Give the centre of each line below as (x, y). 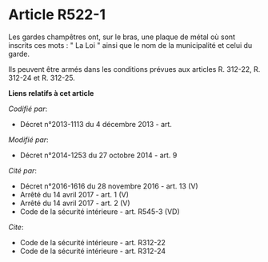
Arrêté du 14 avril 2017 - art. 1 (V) (74, 194)
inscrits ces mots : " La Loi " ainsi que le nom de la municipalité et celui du (130, 45)
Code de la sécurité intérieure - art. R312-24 (93, 251)
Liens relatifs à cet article (51, 93)
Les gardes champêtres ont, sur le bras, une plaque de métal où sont (122, 37)
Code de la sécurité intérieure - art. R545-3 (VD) (100, 211)
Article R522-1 (57, 15)
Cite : (16, 227)
